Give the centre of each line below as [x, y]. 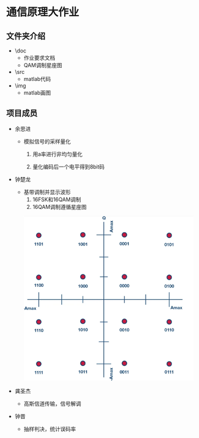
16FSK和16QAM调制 [57, 199]
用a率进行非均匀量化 [58, 154]
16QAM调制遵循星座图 [60, 207]
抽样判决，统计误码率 [50, 429]
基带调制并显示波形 [47, 192]
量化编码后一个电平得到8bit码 [69, 167]
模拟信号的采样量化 [47, 141]
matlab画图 [37, 93]
